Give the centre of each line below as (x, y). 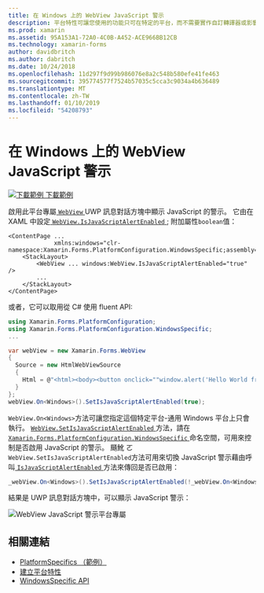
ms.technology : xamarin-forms (58, 45)
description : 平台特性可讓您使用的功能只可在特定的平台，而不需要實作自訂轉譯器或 (128, 23)
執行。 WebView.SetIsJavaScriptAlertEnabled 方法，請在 (99, 427)
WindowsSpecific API (54, 581)
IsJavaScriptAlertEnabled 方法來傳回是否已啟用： (98, 467)
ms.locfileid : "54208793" (50, 111)
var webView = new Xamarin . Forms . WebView (77, 351)
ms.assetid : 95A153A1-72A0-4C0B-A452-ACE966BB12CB (93, 37)
